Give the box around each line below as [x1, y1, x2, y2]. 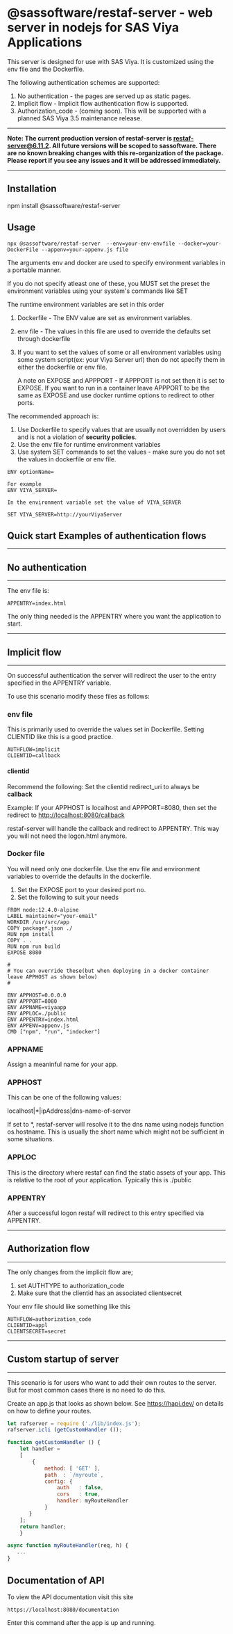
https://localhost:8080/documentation [7, 1606, 119, 1613]
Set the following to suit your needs [17, 893, 119, 901]
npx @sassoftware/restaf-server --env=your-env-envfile [7, 240, 175, 247]
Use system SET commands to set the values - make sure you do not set [17, 447, 225, 456]
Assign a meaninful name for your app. [7, 1060, 118, 1069]
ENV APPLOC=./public [7, 1010, 67, 1017]
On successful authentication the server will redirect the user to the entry [7, 672, 216, 679]
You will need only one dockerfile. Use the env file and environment [7, 864, 200, 873]
